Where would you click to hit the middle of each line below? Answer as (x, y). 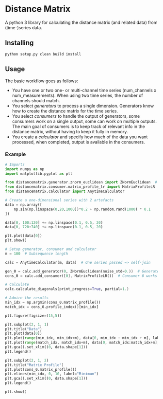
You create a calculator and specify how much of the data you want (80, 137)
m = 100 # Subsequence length (37, 254)
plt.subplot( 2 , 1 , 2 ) (27, 360)
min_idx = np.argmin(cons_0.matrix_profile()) (53, 303)
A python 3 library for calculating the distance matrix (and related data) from (81, 22)
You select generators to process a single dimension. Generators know (83, 106)
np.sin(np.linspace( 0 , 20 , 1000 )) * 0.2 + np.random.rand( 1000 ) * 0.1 (82, 209)
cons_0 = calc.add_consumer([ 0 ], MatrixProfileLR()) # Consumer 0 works (81, 276)
